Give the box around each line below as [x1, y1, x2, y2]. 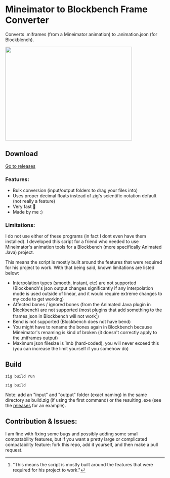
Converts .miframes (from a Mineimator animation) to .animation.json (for [5, 31, 158, 37]
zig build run [5, 374, 35, 379]
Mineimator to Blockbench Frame [5, 4, 148, 15]
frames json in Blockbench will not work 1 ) [12, 312, 100, 319]
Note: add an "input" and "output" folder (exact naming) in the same [5, 392, 147, 398]
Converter [5, 14, 49, 26]
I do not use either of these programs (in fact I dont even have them [5, 233, 146, 240]
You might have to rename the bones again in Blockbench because [12, 324, 152, 330]
